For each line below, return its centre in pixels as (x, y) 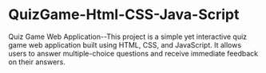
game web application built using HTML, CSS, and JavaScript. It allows (125, 44)
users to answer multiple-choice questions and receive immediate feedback (133, 53)
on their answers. (37, 62)
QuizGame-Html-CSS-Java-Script (124, 15)
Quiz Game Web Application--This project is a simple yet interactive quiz (128, 36)
